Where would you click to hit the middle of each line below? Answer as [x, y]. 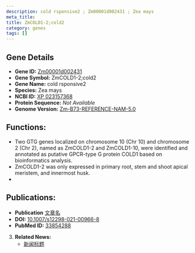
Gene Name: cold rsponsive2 [50, 84]
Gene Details [30, 57]
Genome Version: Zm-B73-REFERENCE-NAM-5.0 [75, 109]
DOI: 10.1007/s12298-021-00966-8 [57, 219]
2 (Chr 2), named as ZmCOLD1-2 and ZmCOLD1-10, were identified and [101, 148]
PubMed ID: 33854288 [43, 225]
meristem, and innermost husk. [52, 173]
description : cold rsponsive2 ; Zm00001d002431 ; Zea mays [80, 11]
